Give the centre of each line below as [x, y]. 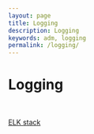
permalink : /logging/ [44, 45]
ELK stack [24, 122]
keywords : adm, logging [47, 38]
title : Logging [33, 23]
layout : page [30, 16]
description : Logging [44, 30]
